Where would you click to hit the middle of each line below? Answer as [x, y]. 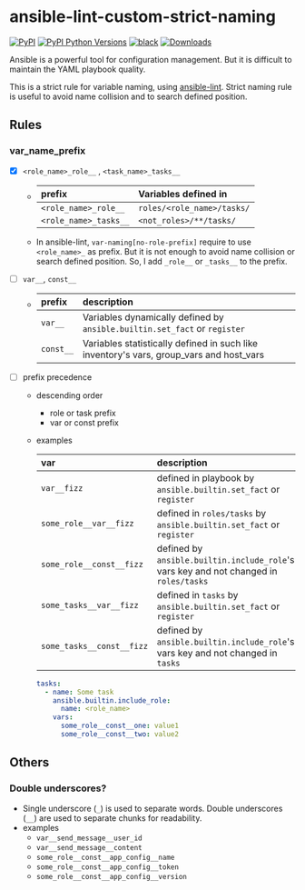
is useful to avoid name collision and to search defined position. [128, 96]
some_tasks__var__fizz [89, 605]
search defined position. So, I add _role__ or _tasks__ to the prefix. [162, 261]
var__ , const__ [49, 278]
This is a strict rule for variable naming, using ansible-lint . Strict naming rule [151, 86]
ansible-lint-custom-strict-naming [143, 17]
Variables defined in [183, 194]
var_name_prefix [48, 151]
